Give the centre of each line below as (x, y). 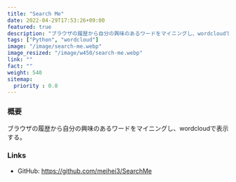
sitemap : (20, 79)
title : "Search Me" (36, 14)
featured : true (29, 27)
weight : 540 (25, 72)
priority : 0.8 (36, 86)
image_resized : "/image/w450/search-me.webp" (75, 53)
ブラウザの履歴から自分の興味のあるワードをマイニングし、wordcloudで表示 (118, 128)
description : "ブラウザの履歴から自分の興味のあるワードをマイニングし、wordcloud (117, 33)
